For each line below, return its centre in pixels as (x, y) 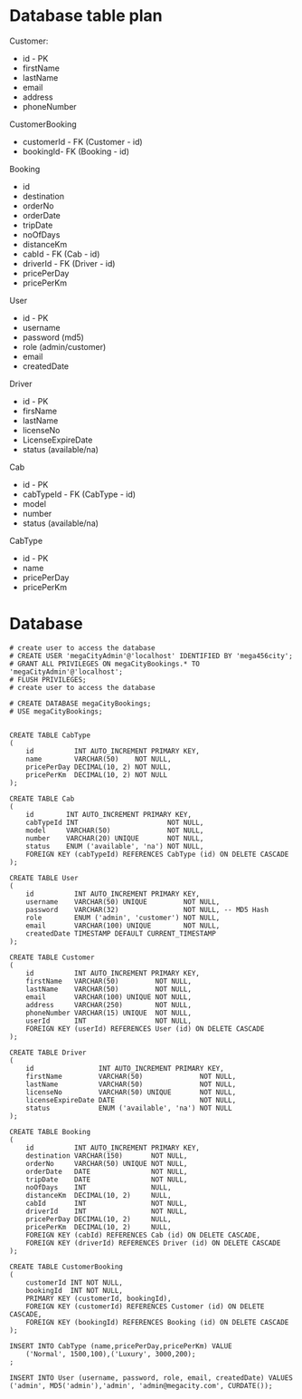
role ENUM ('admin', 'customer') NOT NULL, (123, 918)
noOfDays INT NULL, (99, 1187)
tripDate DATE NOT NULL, (107, 1180)
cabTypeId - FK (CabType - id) (79, 494)
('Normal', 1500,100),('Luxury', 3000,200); (111, 1354)
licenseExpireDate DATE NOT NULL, (131, 1100)
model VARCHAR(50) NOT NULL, (115, 831)
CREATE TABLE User (44, 878)
